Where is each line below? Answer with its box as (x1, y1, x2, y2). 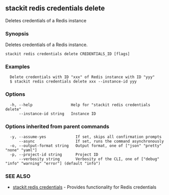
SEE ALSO (5, 172, 31, 179)
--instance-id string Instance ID (18, 111, 96, 116)
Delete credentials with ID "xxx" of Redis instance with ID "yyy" (10, 74, 155, 80)
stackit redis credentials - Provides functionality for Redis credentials (12, 184, 157, 190)
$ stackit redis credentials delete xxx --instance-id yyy (10, 79, 137, 84)
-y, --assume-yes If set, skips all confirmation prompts (10, 134, 162, 139)
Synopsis (5, 30, 29, 37)
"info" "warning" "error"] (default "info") (5, 161, 101, 166)
